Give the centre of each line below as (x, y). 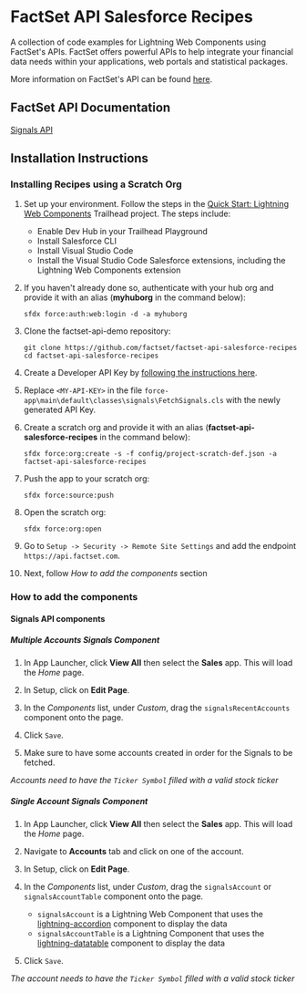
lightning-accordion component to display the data (132, 924)
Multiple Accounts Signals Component (85, 639)
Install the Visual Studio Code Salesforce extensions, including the (161, 261)
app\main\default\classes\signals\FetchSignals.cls (123, 401)
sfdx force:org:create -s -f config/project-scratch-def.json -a (150, 454)
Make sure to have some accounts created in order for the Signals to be (158, 752)
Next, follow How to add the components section (115, 574)
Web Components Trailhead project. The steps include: (127, 214)
